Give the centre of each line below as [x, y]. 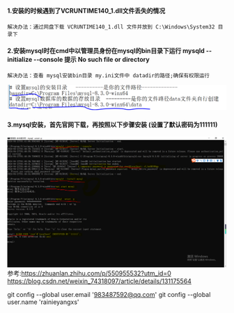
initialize [20, 59]
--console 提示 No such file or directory [92, 59]
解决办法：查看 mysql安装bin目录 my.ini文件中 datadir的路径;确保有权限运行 [109, 76]
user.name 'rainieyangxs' [43, 302]
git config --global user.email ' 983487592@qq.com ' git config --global [109, 294]
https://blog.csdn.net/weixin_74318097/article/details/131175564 [99, 281]
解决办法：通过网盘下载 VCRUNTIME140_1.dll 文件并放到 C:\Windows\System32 [111, 27]
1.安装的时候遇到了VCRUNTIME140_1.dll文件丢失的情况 [86, 10]
